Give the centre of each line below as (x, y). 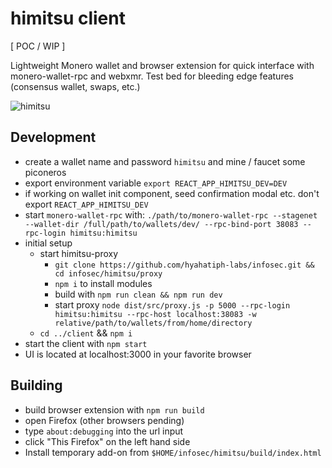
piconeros (45, 172)
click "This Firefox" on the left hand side (107, 441)
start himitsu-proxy (79, 253)
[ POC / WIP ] (38, 46)
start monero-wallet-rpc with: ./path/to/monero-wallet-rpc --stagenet (171, 214)
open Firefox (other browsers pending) (104, 420)
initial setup (48, 243)
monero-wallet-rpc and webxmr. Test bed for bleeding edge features (152, 76)
